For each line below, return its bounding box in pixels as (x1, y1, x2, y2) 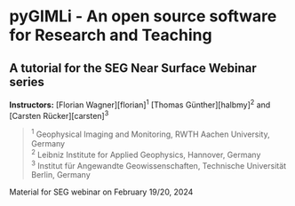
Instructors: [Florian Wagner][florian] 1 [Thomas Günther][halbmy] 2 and (9, 98, 271, 110)
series (9, 74, 44, 90)
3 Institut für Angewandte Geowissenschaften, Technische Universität (30, 158, 287, 170)
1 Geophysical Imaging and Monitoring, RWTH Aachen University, (30, 127, 270, 139)
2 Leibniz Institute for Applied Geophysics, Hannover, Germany (30, 147, 261, 160)
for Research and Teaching (9, 25, 212, 45)
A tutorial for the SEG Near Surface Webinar (9, 60, 258, 75)
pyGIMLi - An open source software (9, 6, 277, 27)
